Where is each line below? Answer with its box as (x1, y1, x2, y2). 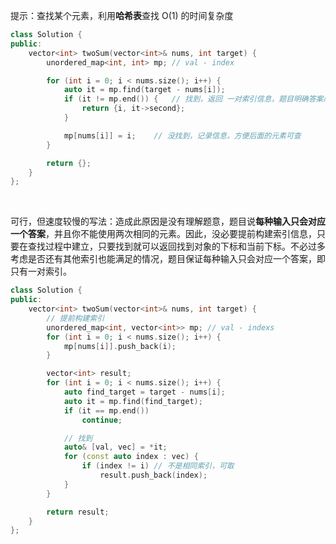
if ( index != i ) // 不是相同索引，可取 (81, 461, 235, 471)
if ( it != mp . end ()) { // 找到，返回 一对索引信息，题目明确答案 (63, 94, 324, 104)
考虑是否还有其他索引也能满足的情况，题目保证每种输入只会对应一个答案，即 (10, 253, 326, 265)
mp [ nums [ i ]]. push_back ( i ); (63, 341, 177, 351)
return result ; (46, 507, 110, 517)
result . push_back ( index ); (99, 470, 208, 480)
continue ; (81, 415, 123, 425)
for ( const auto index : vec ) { (63, 452, 199, 462)
